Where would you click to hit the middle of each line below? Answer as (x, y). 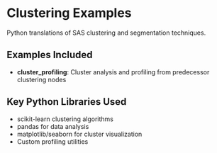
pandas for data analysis (53, 126)
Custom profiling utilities (52, 141)
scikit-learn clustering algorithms (65, 119)
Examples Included (50, 55)
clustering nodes (41, 79)
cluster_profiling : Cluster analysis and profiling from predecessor (113, 72)
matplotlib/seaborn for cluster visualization (79, 134)
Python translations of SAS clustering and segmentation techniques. (106, 33)
